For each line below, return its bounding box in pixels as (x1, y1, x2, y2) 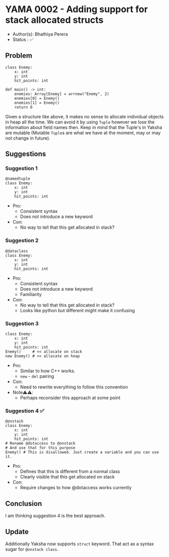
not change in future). (5, 135, 50, 141)
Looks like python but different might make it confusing (20, 307, 135, 313)
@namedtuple (5, 176, 30, 182)
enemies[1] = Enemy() (14, 100, 60, 105)
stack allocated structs (5, 14, 104, 26)
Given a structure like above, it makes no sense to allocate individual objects (5, 113, 164, 119)
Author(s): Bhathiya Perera (12, 31, 68, 37)
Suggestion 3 (5, 320, 39, 327)
